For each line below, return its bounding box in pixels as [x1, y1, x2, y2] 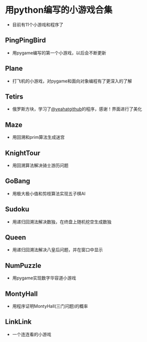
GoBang [5, 177, 30, 185]
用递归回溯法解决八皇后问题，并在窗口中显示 [12, 247, 103, 253]
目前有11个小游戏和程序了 [12, 22, 64, 27]
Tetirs [5, 92, 24, 101]
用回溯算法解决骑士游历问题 [12, 162, 69, 168]
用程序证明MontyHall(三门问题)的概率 [12, 303, 88, 309]
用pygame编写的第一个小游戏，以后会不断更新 [12, 50, 107, 55]
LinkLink [5, 317, 32, 326]
